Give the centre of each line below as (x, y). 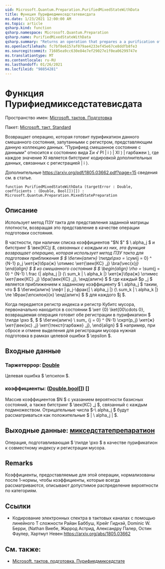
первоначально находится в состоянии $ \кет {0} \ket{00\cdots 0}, (75, 309)
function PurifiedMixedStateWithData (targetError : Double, (69, 187)
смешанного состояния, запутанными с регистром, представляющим (79, 142)
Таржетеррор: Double (32, 365)
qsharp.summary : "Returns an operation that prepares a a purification (80, 42)
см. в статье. (19, 177)
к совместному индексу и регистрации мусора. (55, 448)
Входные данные (33, 351)
